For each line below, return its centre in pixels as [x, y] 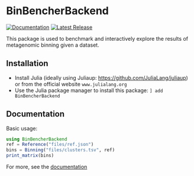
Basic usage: [22, 128]
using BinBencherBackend [37, 139]
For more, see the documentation [47, 167]
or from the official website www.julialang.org [71, 84]
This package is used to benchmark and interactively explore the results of [97, 38]
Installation [27, 63]
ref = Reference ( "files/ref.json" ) [50, 145]
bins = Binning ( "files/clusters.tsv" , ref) [61, 150]
